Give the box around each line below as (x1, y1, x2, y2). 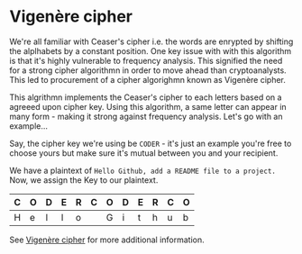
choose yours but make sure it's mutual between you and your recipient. (9, 147, 279, 159)
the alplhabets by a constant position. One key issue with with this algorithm (9, 45, 292, 56)
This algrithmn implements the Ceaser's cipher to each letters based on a (9, 92, 282, 103)
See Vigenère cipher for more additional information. (9, 234, 205, 245)
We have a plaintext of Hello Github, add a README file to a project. (9, 165, 277, 176)
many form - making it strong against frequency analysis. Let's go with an (9, 111, 283, 122)
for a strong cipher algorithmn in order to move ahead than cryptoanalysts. (9, 65, 287, 76)
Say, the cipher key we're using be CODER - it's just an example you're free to (9, 138, 292, 149)
